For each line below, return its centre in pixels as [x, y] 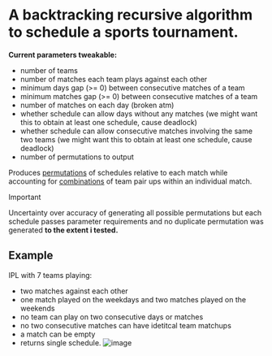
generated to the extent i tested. [63, 230]
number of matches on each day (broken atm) [97, 105]
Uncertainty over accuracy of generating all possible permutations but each [135, 212]
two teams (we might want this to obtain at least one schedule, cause [136, 139]
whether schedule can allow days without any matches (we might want [139, 113]
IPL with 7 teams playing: [50, 275]
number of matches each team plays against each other [114, 79]
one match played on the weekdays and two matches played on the [133, 299]
